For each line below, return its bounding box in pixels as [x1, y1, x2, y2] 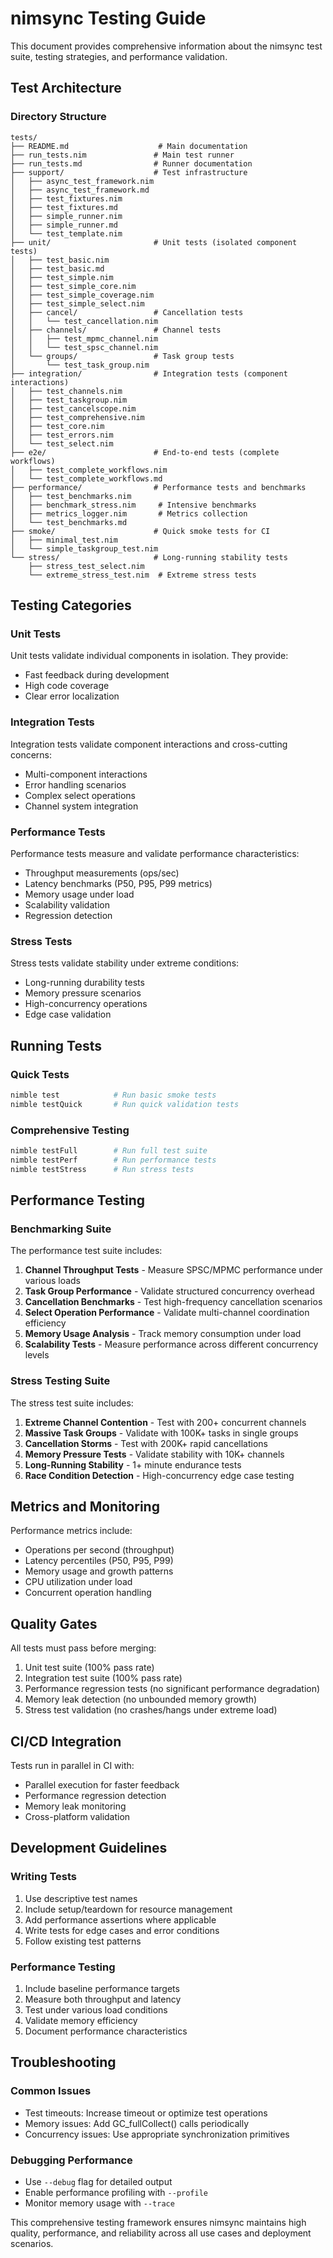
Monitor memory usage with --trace [24, 2197, 175, 2209]
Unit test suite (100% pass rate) [24, 1662, 155, 1674]
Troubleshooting [10, 2054, 117, 2071]
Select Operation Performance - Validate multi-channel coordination [24, 1307, 310, 1319]
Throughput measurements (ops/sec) [24, 867, 180, 879]
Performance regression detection [24, 1789, 167, 1801]
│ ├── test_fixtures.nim [10, 193, 123, 204]
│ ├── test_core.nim [10, 421, 105, 431]
